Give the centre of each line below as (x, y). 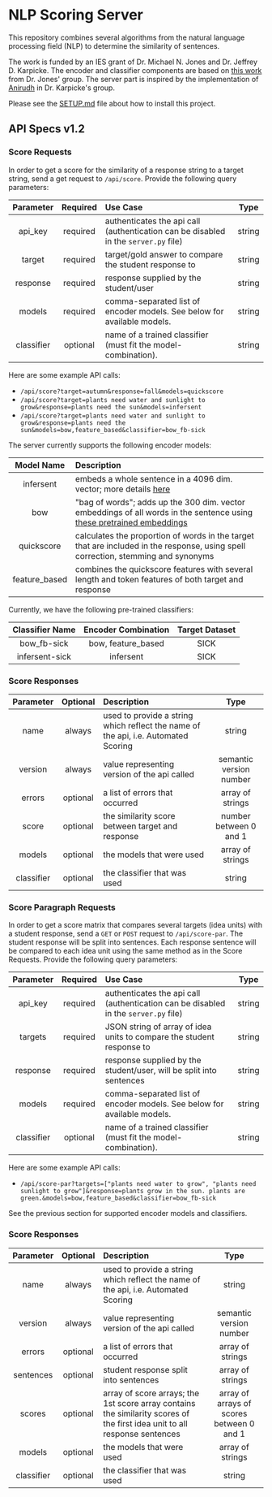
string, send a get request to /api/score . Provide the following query (123, 178)
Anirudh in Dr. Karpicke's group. (62, 88)
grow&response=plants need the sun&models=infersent (111, 407)
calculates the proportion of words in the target (165, 535)
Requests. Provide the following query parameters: (93, 959)
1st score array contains (149, 1403)
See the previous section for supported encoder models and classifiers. (128, 1214)
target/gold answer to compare (164, 254)
